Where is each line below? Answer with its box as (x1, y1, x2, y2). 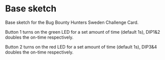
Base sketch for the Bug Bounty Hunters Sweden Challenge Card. (5, 19, 139, 25)
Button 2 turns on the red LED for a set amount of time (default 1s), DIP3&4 (5, 44, 157, 50)
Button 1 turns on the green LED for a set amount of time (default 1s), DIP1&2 (5, 29, 161, 35)
